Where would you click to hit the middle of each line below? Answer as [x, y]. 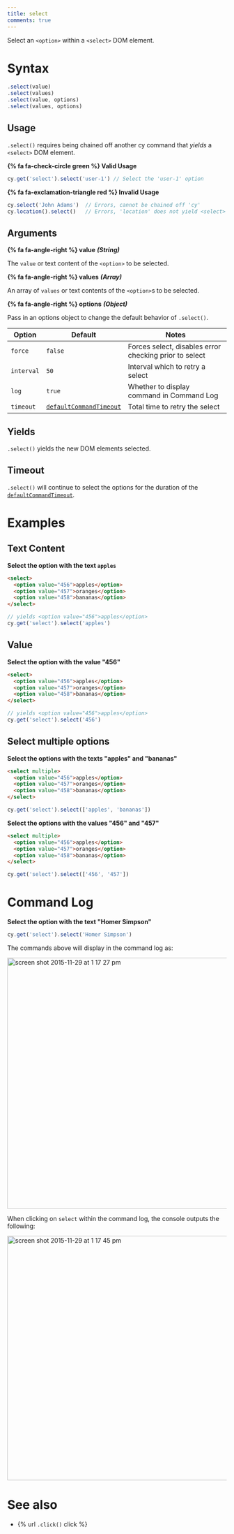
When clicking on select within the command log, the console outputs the [113, 1219]
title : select [28, 14]
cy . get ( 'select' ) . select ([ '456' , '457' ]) [68, 875]
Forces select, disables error [174, 346]
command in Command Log [173, 395]
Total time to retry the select [174, 407]
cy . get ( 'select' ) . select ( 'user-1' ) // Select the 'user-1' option [106, 179]
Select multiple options [58, 742]
